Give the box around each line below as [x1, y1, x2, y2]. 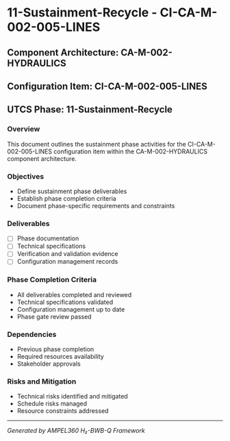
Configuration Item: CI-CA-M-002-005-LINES [7, 80, 207, 92]
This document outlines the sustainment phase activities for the [7, 140, 186, 148]
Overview [7, 125, 40, 134]
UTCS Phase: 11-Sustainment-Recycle [7, 104, 173, 116]
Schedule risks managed [16, 399, 88, 408]
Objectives [7, 171, 44, 181]
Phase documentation [16, 234, 79, 242]
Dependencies [7, 329, 57, 339]
